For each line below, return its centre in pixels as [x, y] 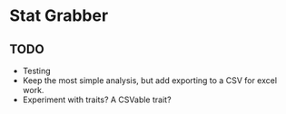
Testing [37, 71]
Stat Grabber [59, 16]
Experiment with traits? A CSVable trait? [97, 100]
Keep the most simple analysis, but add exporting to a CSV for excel [150, 81]
